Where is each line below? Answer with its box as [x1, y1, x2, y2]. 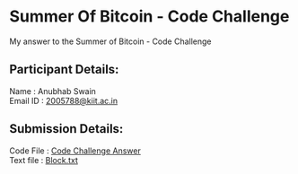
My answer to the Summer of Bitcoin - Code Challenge [9, 36, 213, 47]
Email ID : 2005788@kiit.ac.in [9, 95, 118, 106]
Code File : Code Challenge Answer [9, 145, 141, 156]
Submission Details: [9, 121, 124, 136]
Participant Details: [9, 62, 119, 77]
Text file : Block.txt [9, 154, 79, 165]
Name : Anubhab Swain [9, 85, 97, 96]
